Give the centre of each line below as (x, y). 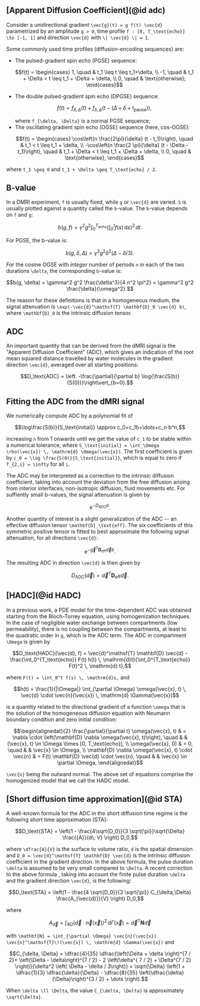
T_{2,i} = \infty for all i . (38, 464)
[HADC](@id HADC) (44, 596)
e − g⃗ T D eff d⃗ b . (100, 550)
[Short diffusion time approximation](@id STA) (94, 799)
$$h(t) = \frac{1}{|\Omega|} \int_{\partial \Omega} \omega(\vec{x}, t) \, (100, 689)
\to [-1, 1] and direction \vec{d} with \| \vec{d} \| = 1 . (78, 37)
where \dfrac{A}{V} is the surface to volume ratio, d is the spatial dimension (99, 849)
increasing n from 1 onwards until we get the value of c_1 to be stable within (99, 439)
